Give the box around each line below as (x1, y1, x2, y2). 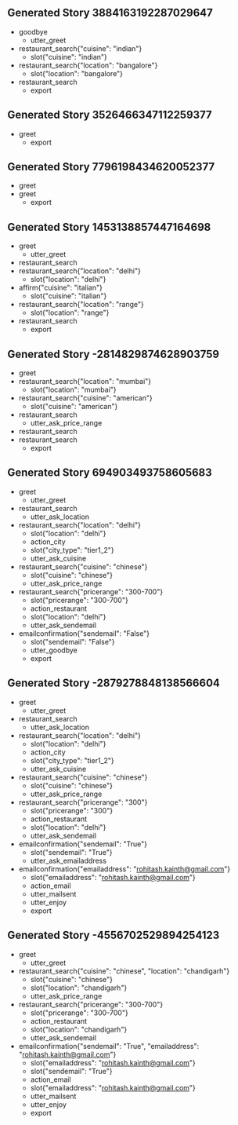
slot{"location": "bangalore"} (30, 68, 123, 78)
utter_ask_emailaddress (30, 856, 107, 865)
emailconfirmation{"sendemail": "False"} (18, 628, 150, 638)
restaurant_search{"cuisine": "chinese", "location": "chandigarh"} (18, 966, 230, 976)
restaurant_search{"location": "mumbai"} (18, 377, 152, 386)
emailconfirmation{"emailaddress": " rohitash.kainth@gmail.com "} (18, 864, 231, 874)
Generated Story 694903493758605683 (7, 466, 212, 480)
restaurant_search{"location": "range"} (18, 300, 144, 309)
